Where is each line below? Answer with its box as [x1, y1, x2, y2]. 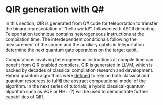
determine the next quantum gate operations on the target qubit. [5, 47, 138, 53]
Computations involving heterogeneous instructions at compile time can [5, 56, 154, 62]
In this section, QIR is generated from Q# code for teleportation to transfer [5, 20, 158, 26]
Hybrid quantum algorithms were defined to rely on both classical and [5, 72, 149, 78]
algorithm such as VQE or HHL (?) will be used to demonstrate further [5, 88, 149, 94]
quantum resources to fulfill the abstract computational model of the [5, 78, 146, 84]
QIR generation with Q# [5, 4, 104, 15]
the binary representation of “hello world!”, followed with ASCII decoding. [5, 25, 156, 31]
